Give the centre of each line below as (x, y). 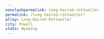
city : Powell (19, 24)
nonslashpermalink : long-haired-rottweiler (52, 10)
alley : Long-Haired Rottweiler (38, 19)
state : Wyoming (21, 29)
